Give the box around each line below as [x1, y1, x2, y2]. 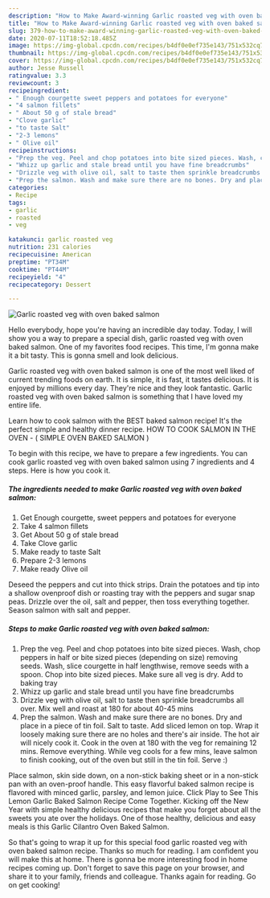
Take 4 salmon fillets [19, 522, 88, 531]
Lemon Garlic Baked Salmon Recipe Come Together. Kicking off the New [8, 797, 249, 806]
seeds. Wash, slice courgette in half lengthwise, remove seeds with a [19, 661, 249, 671]
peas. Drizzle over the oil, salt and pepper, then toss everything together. [8, 597, 250, 607]
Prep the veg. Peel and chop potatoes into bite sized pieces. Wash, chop [19, 644, 261, 654]
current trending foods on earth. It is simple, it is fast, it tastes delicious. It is [8, 375, 260, 384]
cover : [8, 57, 31, 65]
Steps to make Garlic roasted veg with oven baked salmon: [8, 624, 211, 634]
